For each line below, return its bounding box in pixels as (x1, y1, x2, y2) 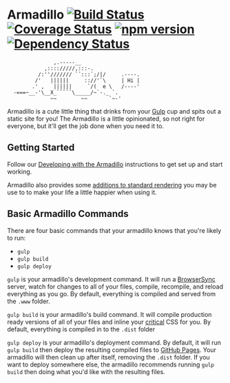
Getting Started (7, 142, 75, 154)
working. (7, 167, 32, 176)
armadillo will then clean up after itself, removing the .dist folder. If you (7, 353, 210, 361)
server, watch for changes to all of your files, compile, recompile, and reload (7, 282, 224, 291)
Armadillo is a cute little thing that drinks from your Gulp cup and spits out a (7, 107, 222, 115)
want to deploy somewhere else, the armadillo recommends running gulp (7, 360, 215, 369)
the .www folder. (7, 297, 50, 305)
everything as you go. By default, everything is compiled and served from (7, 289, 216, 298)
